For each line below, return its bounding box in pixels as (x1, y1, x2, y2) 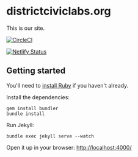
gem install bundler (6, 105, 59, 111)
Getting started (6, 66, 66, 76)
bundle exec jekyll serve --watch (6, 133, 95, 139)
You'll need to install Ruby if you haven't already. (6, 82, 129, 89)
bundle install (6, 111, 45, 117)
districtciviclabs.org (6, 4, 111, 18)
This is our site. (6, 24, 45, 32)
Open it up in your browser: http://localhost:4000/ (6, 144, 132, 151)
